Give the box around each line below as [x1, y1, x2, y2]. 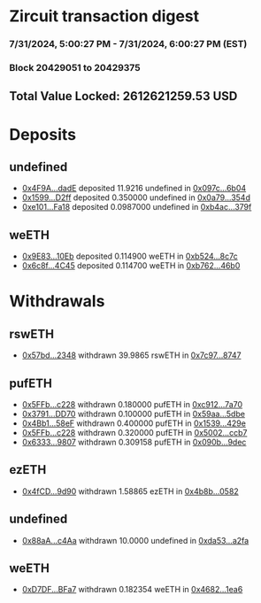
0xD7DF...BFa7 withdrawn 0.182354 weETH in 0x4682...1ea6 [21, 584, 243, 595]
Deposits [9, 124, 77, 144]
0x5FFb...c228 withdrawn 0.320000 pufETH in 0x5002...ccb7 [21, 428, 248, 438]
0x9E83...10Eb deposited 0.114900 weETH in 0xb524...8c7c [21, 251, 238, 262]
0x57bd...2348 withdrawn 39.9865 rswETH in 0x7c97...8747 [21, 350, 242, 360]
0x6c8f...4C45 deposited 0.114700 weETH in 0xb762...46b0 [21, 260, 241, 271]
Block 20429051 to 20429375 [9, 62, 141, 74]
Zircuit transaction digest [9, 6, 200, 27]
